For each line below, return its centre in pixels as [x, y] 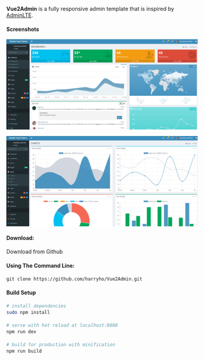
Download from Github [35, 252]
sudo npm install [28, 313]
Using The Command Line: [40, 265]
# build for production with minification [61, 345]
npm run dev [21, 331]
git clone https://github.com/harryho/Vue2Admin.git [74, 279]
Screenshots [23, 29]
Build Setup [21, 292]
